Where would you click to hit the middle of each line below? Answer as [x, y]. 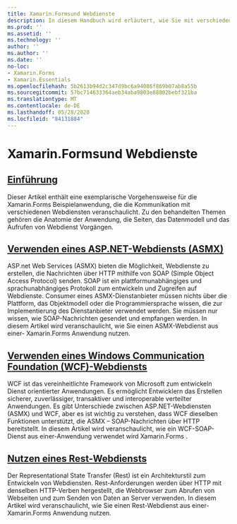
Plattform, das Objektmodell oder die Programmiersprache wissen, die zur [115, 304]
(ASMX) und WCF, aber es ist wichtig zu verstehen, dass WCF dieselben [113, 414]
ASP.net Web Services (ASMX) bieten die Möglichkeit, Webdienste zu [108, 266]
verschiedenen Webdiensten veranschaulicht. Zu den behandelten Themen [117, 212]
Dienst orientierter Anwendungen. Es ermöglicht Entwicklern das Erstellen [115, 391]
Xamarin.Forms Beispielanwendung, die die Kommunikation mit [99, 204]
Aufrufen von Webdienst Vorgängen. [61, 227]
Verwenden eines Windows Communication [106, 356]
